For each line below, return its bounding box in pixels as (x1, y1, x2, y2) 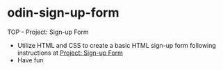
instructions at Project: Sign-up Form (17, 49, 124, 57)
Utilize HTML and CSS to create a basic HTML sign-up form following (17, 41, 217, 49)
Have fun (17, 55, 44, 64)
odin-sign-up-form (7, 5, 119, 21)
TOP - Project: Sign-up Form (7, 28, 89, 36)
